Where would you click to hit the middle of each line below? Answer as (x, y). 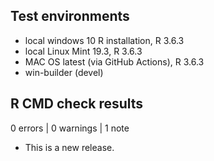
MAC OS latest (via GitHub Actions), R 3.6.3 (114, 61)
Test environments (70, 16)
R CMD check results (77, 104)
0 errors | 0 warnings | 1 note (70, 128)
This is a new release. (69, 147)
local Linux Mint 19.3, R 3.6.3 (83, 51)
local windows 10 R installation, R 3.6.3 (104, 40)
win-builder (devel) (64, 72)
